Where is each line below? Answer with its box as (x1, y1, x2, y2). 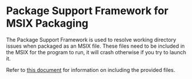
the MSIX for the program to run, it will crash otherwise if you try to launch (6, 48, 187, 55)
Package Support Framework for (6, 4, 169, 18)
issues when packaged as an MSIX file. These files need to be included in (6, 42, 185, 50)
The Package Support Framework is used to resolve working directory (6, 36, 177, 43)
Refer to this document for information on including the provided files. (6, 66, 176, 73)
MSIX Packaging (6, 17, 89, 30)
